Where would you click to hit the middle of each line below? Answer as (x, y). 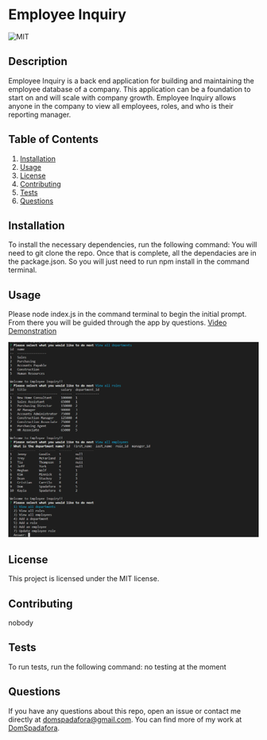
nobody (21, 623)
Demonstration (33, 331)
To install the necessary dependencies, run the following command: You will (133, 245)
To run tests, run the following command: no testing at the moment (117, 667)
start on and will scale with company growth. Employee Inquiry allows (122, 98)
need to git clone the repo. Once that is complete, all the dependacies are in (132, 253)
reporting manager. (40, 114)
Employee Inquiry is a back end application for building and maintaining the (131, 80)
